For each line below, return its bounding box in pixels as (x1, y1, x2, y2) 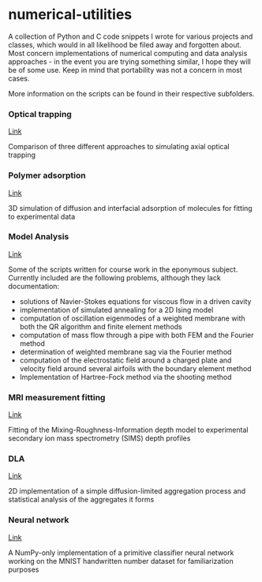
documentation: (8, 281, 60, 291)
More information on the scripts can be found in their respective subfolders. (8, 88, 255, 98)
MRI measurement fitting (8, 392, 106, 403)
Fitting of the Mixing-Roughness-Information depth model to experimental (8, 425, 249, 435)
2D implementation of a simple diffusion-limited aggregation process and (8, 486, 246, 496)
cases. (8, 73, 30, 83)
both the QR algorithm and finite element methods (19, 321, 183, 331)
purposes (8, 565, 39, 574)
